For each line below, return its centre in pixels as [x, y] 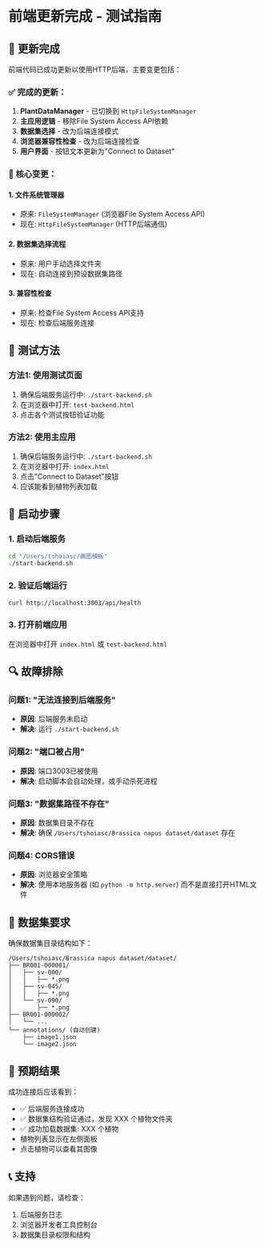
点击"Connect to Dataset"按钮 [69, 476]
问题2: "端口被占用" [47, 752]
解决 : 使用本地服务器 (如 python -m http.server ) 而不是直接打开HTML [135, 885]
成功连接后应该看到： [43, 1091]
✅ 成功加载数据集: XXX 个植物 [69, 1128]
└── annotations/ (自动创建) [54, 1030]
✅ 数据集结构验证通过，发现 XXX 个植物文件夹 [96, 1119]
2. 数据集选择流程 [37, 244]
